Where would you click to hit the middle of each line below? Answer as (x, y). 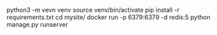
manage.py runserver (38, 24)
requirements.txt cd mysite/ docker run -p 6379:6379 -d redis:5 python (108, 17)
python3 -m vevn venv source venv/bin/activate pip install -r (93, 10)
